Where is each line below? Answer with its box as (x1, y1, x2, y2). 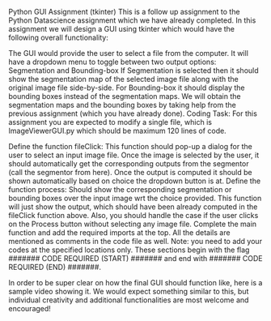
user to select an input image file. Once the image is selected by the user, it (8, 150, 260, 160)
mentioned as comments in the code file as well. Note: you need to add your (8, 237, 263, 246)
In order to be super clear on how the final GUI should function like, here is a (8, 278, 263, 287)
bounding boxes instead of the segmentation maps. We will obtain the (8, 92, 241, 101)
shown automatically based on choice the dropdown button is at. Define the (8, 176, 261, 186)
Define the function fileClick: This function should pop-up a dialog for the (8, 142, 252, 151)
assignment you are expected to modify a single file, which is (8, 118, 213, 126)
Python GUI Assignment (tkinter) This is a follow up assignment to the (8, 7, 240, 16)
